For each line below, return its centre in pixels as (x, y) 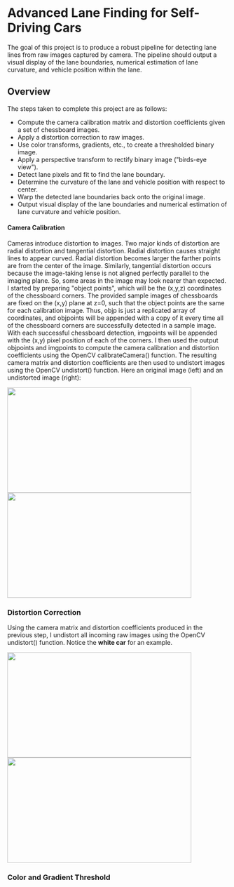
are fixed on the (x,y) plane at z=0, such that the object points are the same (116, 302)
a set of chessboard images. (58, 129)
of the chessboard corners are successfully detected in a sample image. (112, 325)
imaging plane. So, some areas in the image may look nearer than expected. (117, 280)
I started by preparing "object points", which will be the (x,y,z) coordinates (115, 288)
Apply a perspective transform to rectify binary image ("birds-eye (112, 159)
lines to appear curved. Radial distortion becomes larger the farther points (114, 258)
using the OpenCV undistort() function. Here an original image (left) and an (115, 370)
